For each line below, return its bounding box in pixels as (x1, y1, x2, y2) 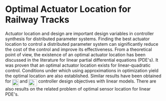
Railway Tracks (5, 14, 70, 25)
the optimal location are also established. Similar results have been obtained (5, 73, 162, 79)
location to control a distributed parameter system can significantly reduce (5, 41, 159, 47)
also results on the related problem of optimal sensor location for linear (5, 86, 151, 92)
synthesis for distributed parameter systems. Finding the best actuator (5, 36, 150, 42)
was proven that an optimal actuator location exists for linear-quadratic (5, 62, 151, 68)
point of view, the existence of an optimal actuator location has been (5, 51, 146, 58)
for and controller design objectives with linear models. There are (5, 78, 157, 84)
